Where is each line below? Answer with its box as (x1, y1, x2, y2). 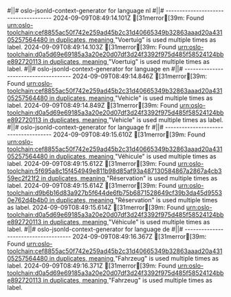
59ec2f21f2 (7, 174, 40, 182)
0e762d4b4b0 (7, 196, 48, 204)
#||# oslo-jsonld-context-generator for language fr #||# (7, 123, 164, 131)
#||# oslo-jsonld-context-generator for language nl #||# (7, 7, 164, 14)
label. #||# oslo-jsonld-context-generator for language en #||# (7, 65, 184, 73)
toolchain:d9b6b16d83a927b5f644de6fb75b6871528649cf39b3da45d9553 (7, 189, 222, 197)
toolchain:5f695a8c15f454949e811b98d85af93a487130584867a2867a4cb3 (7, 167, 222, 175)
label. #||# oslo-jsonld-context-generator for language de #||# (7, 225, 184, 233)
